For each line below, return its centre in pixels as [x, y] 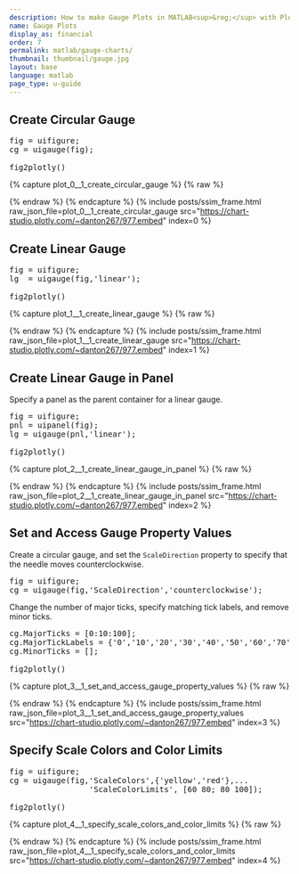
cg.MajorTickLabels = [57, 642]
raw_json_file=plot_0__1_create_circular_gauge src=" [105, 211]
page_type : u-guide [45, 84]
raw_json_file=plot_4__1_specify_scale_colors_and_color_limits [122, 851]
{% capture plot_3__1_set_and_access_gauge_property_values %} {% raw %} [149, 686]
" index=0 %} [187, 221]
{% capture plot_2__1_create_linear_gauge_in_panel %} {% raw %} [130, 470]
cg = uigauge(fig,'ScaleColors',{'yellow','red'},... [129, 780]
